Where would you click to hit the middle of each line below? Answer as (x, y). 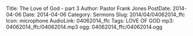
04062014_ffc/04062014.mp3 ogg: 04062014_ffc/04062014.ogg (84, 27)
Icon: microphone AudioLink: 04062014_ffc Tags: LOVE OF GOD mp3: (90, 21)
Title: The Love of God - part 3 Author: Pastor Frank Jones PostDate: (89, 8)
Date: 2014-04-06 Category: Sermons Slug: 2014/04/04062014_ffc (104, 15)
